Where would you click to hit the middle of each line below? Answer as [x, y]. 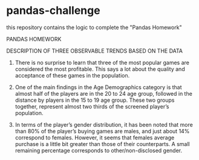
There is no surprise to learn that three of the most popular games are [102, 62]
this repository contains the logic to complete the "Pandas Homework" [94, 27]
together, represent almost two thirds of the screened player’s [92, 106]
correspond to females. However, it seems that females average [95, 138]
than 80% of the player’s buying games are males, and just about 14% [102, 131]
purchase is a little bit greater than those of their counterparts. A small [102, 144]
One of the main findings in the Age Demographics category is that [99, 87]
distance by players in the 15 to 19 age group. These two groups [95, 100]
